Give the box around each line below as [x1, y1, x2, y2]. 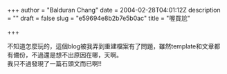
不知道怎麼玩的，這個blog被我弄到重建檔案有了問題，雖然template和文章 [7, 42, 215, 50]
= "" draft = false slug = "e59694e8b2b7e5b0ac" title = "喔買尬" [7, 14, 190, 22]
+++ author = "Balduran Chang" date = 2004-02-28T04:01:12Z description [7, 6, 221, 14]
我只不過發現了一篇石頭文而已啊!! [7, 59, 102, 68]
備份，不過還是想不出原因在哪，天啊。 [12, 51, 122, 59]
